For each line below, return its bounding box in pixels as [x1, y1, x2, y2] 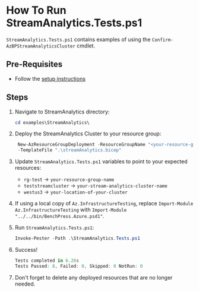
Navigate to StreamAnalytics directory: [14, 108, 110, 115]
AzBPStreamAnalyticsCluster [6, 43, 76, 49]
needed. [14, 280, 36, 287]
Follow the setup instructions [14, 75, 86, 82]
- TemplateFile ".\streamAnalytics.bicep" [17, 147, 122, 153]
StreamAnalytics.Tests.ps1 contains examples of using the [6, 36, 151, 43]
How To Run [6, 4, 67, 17]
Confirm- [151, 37, 173, 43]
